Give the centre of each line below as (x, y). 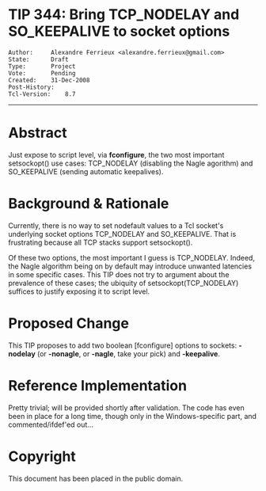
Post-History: (32, 87)
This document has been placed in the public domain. (96, 478)
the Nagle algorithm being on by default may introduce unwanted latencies (130, 266)
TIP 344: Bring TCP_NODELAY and (124, 15)
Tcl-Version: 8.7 (42, 94)
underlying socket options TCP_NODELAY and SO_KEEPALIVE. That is (122, 234)
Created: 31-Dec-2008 (49, 80)
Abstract (38, 133)
